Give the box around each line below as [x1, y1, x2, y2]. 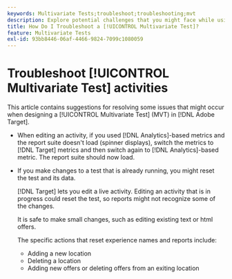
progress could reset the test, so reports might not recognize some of [17, 195, 216, 203]
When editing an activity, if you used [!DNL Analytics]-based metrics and [17, 131, 225, 139]
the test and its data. [17, 174, 76, 182]
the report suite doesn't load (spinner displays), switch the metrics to [17, 139, 214, 147]
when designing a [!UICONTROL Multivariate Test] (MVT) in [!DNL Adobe [7, 110, 215, 119]
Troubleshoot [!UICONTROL [7, 66, 170, 81]
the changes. [17, 202, 55, 211]
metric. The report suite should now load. [17, 153, 135, 162]
